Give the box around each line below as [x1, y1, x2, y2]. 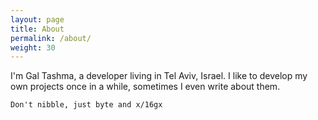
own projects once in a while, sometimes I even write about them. [10, 81, 281, 93]
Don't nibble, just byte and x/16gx [10, 100, 163, 110]
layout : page [10, 14, 65, 25]
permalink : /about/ [10, 33, 92, 43]
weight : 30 [10, 42, 56, 53]
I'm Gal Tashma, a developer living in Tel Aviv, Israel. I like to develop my [10, 70, 308, 82]
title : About [10, 24, 65, 34]
